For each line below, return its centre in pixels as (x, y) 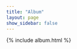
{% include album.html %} (39, 41)
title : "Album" (25, 12)
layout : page (23, 18)
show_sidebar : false (32, 23)
